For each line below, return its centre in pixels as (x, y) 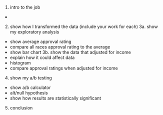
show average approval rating (40, 41)
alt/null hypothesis (29, 93)
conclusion (21, 108)
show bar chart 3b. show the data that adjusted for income (70, 52)
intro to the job (25, 7)
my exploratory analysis (34, 32)
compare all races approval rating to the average (60, 47)
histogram (20, 63)
